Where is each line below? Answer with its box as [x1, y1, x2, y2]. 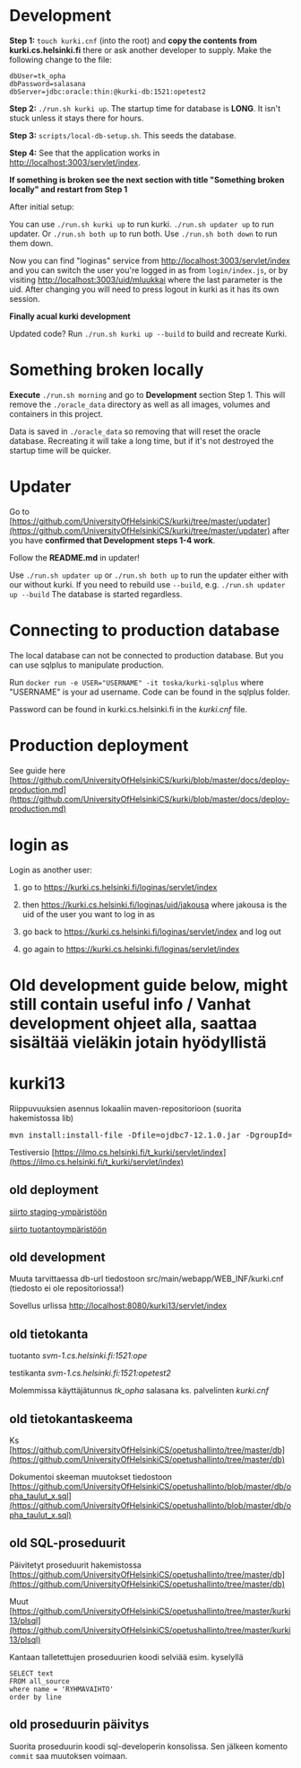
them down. [9, 237, 54, 248]
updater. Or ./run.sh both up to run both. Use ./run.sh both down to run [9, 228, 278, 239]
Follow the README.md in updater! [9, 552, 141, 562]
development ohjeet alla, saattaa [9, 1012, 258, 1033]
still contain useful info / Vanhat [9, 994, 252, 1014]
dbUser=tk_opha [9, 71, 66, 81]
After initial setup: [9, 201, 74, 212]
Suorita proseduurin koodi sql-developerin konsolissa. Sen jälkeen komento [9, 1740, 288, 1752]
